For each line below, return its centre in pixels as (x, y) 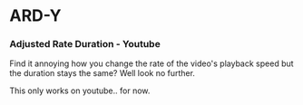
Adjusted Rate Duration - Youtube (85, 44)
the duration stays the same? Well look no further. (102, 73)
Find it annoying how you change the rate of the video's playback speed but (151, 63)
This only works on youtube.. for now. (80, 91)
